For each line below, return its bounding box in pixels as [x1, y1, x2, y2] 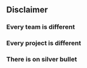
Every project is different [6, 39, 82, 48]
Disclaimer [6, 5, 48, 15]
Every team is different [6, 23, 75, 31]
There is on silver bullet [6, 55, 77, 64]
